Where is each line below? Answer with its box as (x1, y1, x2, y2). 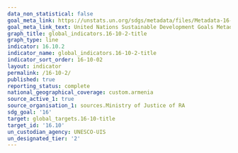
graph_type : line (7, 37, 59, 44)
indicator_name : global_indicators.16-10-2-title (7, 50, 157, 57)
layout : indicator (7, 63, 62, 70)
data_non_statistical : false (7, 10, 93, 18)
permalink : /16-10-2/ (7, 69, 72, 76)
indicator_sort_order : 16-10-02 (7, 56, 103, 63)
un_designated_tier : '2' (7, 135, 81, 142)
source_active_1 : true (7, 96, 74, 103)
